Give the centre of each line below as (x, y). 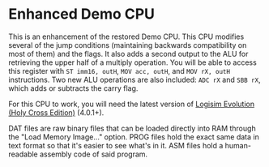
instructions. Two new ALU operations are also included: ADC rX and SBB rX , (134, 79)
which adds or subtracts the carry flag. (73, 88)
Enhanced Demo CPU (82, 14)
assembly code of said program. (94, 154)
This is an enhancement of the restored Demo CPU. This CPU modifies (126, 36)
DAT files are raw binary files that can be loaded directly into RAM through (132, 128)
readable (23, 154)
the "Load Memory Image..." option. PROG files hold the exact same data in (134, 137)
